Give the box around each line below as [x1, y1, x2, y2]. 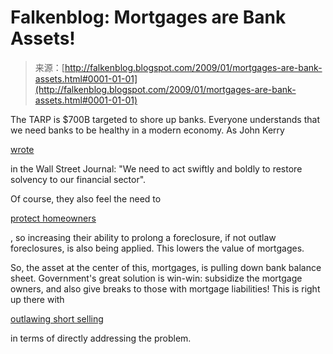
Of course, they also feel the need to [10, 192, 162, 205]
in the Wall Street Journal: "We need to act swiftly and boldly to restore [10, 162, 303, 175]
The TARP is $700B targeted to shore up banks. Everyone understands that [10, 113, 320, 125]
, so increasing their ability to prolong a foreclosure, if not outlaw [10, 231, 277, 243]
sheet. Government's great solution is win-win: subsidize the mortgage [10, 272, 303, 284]
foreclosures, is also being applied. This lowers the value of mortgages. [10, 242, 305, 254]
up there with [10, 293, 65, 305]
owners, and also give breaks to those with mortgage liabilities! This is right [10, 282, 321, 295]
